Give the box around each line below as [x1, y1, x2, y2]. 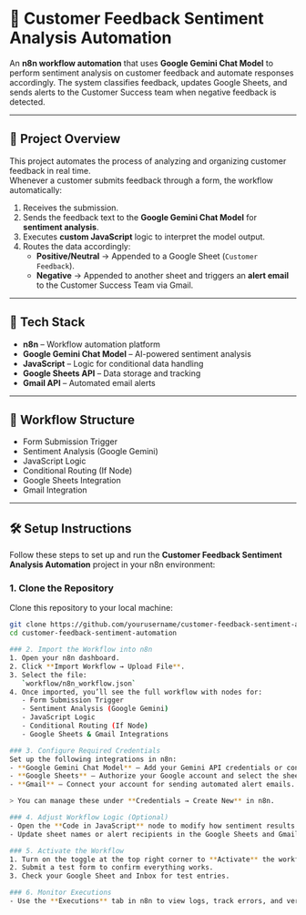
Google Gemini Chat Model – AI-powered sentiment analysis [22, 348, 252, 359]
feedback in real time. [9, 165, 91, 176]
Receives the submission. [22, 202, 119, 213]
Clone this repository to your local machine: [9, 603, 173, 614]
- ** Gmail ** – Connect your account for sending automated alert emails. [9, 780, 296, 789]
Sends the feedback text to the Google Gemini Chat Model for [22, 211, 258, 222]
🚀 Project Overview [9, 131, 121, 147]
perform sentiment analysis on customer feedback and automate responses [9, 67, 294, 78]
